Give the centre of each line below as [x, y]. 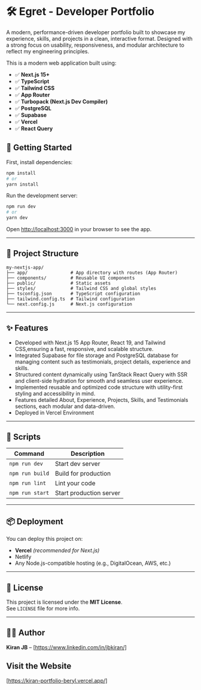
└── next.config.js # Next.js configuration [69, 304]
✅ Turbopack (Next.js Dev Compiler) [61, 101]
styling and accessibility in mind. [55, 394]
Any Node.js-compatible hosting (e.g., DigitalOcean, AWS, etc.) [93, 563]
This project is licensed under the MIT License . [64, 602]
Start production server [88, 493]
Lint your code [75, 483]
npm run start [29, 493]
